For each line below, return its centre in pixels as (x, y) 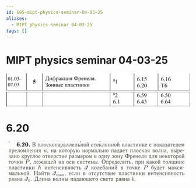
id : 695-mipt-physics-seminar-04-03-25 (55, 12)
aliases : (17, 18)
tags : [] (17, 31)
